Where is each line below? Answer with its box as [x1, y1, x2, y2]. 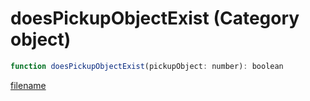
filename [10, 79, 47, 91]
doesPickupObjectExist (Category [10, 7, 300, 30]
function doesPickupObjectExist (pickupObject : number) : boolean [10, 61, 284, 71]
